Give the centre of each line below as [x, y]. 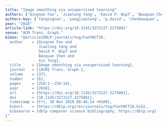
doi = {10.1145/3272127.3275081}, [52, 97]
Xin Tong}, [50, 61]
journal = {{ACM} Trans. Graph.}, [47, 70]
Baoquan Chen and [56, 56]
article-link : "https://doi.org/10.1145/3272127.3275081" [66, 28]
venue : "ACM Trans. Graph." [34, 33]
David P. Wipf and [58, 51]
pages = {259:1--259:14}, [41, 83]
